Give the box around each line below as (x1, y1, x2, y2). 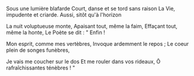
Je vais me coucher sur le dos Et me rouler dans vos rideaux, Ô (6, 58, 161, 65)
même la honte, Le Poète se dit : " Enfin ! (6, 29, 105, 36)
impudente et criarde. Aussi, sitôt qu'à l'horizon (6, 11, 122, 18)
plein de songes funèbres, (6, 47, 70, 54)
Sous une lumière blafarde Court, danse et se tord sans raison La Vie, (6, 5, 176, 12)
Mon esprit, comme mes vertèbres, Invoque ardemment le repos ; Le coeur (6, 41, 189, 47)
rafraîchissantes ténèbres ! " (6, 64, 75, 71)
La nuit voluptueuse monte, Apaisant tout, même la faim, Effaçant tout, (6, 23, 177, 29)
